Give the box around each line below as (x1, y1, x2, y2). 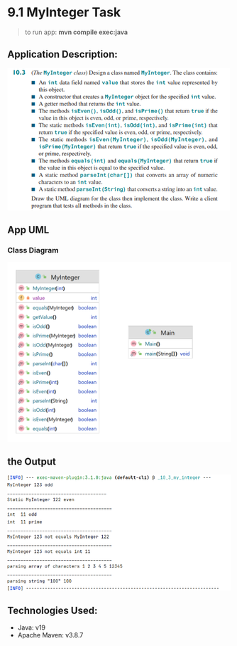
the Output (7, 455, 57, 467)
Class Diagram (7, 245, 59, 255)
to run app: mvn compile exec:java (24, 28, 128, 36)
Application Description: (7, 48, 118, 60)
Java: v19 (17, 623, 46, 632)
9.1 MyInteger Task (7, 4, 121, 21)
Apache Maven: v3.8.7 (17, 631, 84, 640)
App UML (7, 224, 50, 236)
